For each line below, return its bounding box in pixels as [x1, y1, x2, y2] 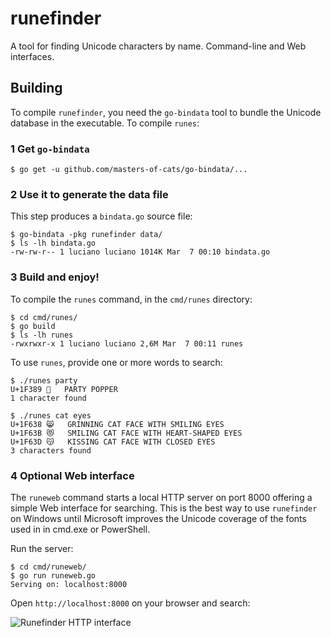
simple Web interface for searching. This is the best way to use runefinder [10, 502, 318, 514]
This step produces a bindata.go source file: [10, 210, 193, 222]
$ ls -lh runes [10, 330, 74, 340]
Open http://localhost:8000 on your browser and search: [10, 597, 251, 609]
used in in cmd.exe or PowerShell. [10, 523, 151, 535]
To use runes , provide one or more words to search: [10, 356, 223, 368]
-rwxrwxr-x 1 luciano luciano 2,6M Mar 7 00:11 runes [10, 338, 244, 349]
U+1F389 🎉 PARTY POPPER [10, 384, 118, 394]
